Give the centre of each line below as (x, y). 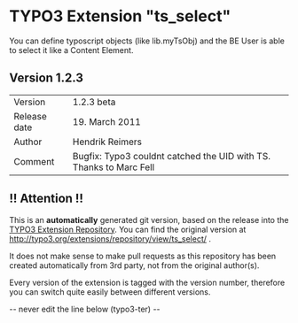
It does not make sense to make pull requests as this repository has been (143, 256)
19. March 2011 (107, 121)
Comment (34, 161)
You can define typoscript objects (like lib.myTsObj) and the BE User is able (147, 41)
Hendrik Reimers (107, 142)
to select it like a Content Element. (71, 50)
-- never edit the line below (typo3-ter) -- (85, 309)
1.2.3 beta (94, 102)
